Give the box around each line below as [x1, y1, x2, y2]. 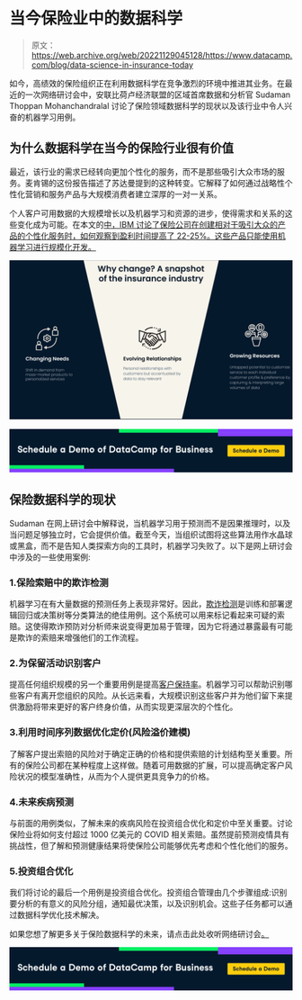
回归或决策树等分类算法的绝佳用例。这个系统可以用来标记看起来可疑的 [16, 609, 277, 621]
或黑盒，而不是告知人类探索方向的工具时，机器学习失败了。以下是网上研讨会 [9, 540, 293, 551]
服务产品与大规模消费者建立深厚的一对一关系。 [48, 188, 222, 199]
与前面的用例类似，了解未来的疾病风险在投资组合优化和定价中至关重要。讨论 [9, 818, 293, 829]
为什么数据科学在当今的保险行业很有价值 [9, 140, 234, 156]
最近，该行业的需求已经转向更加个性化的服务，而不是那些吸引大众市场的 [9, 166, 277, 176]
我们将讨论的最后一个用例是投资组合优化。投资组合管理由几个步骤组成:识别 [9, 887, 288, 898]
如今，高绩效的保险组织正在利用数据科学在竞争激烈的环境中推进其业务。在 [9, 77, 285, 88]
